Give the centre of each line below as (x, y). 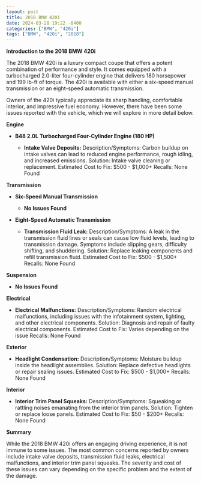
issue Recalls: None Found (48, 336)
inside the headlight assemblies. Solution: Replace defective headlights (103, 365)
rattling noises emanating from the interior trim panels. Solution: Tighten (104, 408)
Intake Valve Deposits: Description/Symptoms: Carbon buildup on (106, 148)
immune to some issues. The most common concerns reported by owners (97, 450)
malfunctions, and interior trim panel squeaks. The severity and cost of (94, 463)
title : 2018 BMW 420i (33, 17)
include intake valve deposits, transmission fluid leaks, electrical (85, 457)
